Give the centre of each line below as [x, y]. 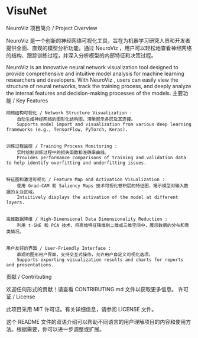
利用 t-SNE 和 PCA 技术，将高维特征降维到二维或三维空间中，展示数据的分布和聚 [103, 225]
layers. [16, 202]
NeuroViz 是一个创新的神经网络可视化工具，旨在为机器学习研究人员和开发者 [98, 40]
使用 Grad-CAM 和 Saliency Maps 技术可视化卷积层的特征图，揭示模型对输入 [100, 186]
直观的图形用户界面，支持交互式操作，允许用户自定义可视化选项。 [85, 255]
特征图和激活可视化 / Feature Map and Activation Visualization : [86, 179]
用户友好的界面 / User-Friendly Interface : [59, 248]
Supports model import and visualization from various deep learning [104, 124]
